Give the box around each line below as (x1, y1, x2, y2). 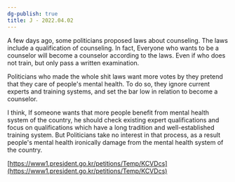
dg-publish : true (7, 10, 58, 18)
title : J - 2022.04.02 (7, 17, 74, 24)
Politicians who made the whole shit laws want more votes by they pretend (7, 72, 223, 81)
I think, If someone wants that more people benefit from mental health (7, 108, 209, 117)
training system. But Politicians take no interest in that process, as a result (7, 131, 221, 139)
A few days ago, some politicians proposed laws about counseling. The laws (7, 36, 228, 44)
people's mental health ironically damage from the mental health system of (7, 138, 224, 146)
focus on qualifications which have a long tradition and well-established (7, 123, 215, 131)
